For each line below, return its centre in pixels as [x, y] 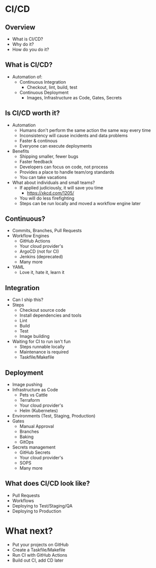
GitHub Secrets [35, 452]
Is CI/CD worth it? [33, 113]
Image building [35, 336]
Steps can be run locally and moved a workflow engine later [80, 203]
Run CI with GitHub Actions [40, 555]
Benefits [21, 151]
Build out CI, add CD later [38, 560]
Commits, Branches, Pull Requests [47, 231]
